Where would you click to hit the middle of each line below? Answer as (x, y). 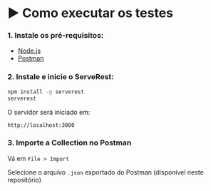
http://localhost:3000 (41, 125)
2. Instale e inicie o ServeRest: (61, 77)
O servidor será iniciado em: (49, 112)
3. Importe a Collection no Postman (70, 143)
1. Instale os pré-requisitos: (56, 36)
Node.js (29, 51)
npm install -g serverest (46, 92)
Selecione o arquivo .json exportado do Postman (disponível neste (106, 172)
